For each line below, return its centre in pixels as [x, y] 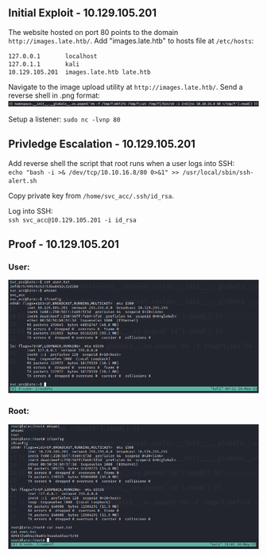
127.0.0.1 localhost [53, 56]
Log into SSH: [31, 211]
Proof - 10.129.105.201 [64, 244]
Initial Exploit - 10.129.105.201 [83, 13]
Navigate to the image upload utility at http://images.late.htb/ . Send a [126, 87]
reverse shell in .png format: [54, 95]
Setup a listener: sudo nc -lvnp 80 [64, 119]
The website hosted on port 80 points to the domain [93, 32]
